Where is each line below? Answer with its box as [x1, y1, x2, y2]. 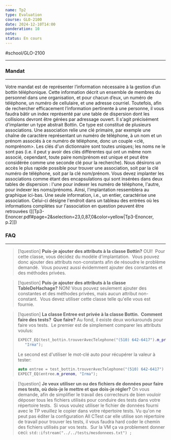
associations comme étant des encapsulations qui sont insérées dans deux [5, 176, 163, 182]
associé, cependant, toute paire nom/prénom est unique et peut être [5, 154, 149, 161]
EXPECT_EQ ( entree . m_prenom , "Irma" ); [17, 372, 98, 377]
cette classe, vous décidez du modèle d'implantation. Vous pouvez [17, 253, 159, 260]
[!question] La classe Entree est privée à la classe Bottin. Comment [17, 312, 162, 318]
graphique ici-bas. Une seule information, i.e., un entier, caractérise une [5, 192, 156, 198]
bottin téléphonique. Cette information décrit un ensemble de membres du [5, 89, 161, 95]
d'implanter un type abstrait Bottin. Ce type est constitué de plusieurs [5, 122, 151, 128]
